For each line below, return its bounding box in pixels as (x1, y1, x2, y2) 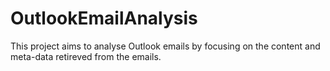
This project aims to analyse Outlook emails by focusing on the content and (10, 40, 321, 52)
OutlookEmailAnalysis (10, 7, 198, 30)
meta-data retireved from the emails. (10, 50, 162, 62)
